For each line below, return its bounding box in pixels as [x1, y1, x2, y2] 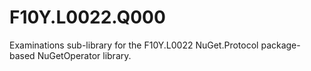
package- [260, 39, 301, 51]
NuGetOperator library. [37, 49, 132, 61]
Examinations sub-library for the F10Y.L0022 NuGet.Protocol [9, 39, 259, 51]
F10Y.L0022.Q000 [9, 6, 166, 29]
